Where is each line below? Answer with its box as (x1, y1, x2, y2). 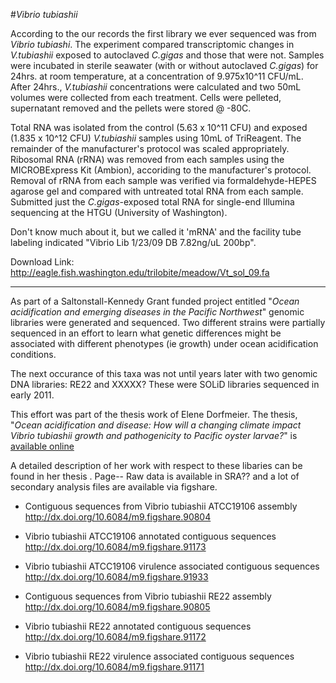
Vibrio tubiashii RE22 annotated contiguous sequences (24, 620, 252, 632)
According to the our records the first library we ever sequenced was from (10, 28, 317, 39)
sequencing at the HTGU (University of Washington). (10, 207, 228, 218)
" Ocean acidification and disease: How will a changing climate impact (10, 419, 302, 431)
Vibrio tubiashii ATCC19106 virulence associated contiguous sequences (24, 560, 320, 572)
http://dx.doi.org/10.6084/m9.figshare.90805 (24, 601, 211, 613)
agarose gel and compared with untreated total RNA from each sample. (10, 185, 304, 197)
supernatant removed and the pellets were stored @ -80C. (10, 102, 252, 114)
